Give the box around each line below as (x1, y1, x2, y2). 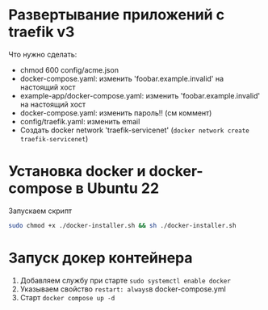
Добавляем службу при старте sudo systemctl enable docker (19, 275, 232, 285)
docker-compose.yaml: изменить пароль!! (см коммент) (19, 107, 212, 118)
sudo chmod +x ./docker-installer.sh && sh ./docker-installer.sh (8, 221, 237, 229)
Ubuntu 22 (86, 179, 160, 198)
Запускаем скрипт (8, 206, 73, 216)
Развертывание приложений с (8, 6, 225, 24)
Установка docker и (8, 162, 146, 181)
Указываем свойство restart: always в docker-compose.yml (19, 284, 226, 294)
